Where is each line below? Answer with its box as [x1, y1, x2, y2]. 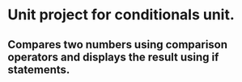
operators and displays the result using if [7, 50, 219, 64]
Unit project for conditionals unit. [7, 6, 236, 24]
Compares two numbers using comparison [7, 38, 228, 51]
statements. [7, 63, 70, 76]
